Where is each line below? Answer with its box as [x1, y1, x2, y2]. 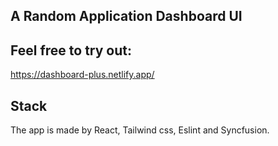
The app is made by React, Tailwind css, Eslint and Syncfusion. [10, 124, 270, 136]
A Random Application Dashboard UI [10, 8, 243, 25]
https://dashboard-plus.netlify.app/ [10, 69, 155, 81]
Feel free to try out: [10, 42, 132, 59]
